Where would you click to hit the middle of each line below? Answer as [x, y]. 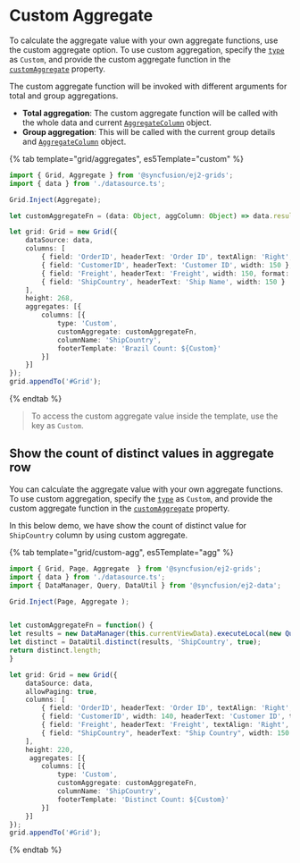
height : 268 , [50, 299]
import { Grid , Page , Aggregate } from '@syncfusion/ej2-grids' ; [135, 569]
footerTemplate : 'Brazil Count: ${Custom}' [139, 348]
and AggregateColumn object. [74, 141]
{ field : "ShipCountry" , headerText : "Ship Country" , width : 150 [166, 733]
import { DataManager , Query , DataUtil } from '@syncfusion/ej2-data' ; [145, 585]
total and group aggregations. [64, 96]
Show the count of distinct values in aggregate [142, 454]
